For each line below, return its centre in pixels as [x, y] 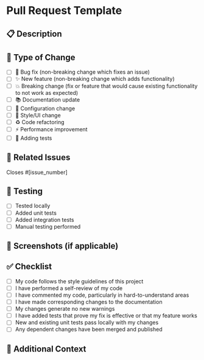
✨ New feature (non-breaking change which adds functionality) [95, 79]
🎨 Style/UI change [38, 115]
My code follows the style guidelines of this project [79, 281]
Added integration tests [44, 220]
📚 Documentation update [47, 99]
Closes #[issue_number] [37, 172]
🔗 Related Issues [38, 158]
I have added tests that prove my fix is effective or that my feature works [106, 316]
